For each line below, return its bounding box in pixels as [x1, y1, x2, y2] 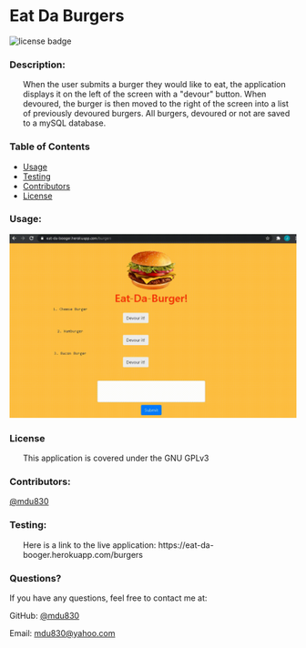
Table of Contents [9, 140, 91, 153]
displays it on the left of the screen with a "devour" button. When [22, 88, 267, 100]
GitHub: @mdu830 [9, 610, 80, 621]
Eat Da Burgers [9, 5, 125, 26]
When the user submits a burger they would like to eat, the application [22, 79, 286, 90]
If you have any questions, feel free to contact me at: [9, 592, 208, 603]
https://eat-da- [158, 539, 214, 551]
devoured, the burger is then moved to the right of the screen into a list [22, 98, 290, 109]
